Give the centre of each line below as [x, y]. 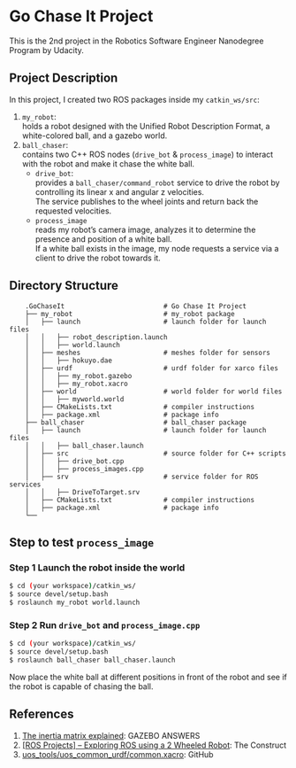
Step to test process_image [82, 542]
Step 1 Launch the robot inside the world [97, 567]
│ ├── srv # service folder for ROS [142, 477]
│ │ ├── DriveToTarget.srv [83, 492]
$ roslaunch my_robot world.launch [75, 602]
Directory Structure [64, 286]
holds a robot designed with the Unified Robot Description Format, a [146, 126]
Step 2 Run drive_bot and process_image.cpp [105, 624]
